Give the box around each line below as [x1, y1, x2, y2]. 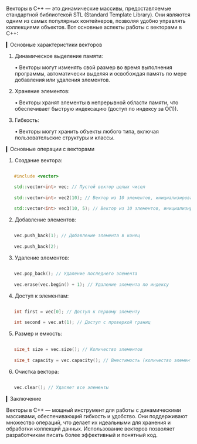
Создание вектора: [14, 157, 63, 163]
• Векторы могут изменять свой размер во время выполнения [14, 64, 173, 71]
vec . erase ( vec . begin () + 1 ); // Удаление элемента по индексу [13, 281, 169, 288]
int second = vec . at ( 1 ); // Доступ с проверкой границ [13, 319, 151, 326]
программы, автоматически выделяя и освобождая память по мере [14, 70, 187, 77]
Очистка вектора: [14, 368, 59, 375]
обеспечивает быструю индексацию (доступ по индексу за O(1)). [14, 105, 179, 112]
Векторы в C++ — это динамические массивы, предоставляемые [6, 5, 172, 12]
